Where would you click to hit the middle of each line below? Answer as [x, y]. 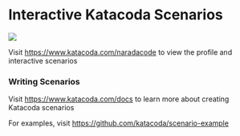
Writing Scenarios [44, 81]
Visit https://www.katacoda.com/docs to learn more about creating [119, 99]
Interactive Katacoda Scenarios [116, 15]
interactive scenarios [43, 60]
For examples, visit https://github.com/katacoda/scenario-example [118, 123]
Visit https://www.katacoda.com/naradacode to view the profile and [120, 52]
